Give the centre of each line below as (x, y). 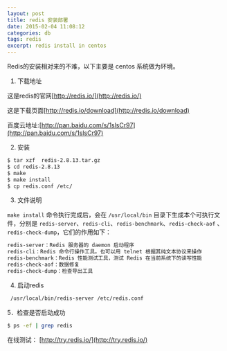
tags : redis (24, 39)
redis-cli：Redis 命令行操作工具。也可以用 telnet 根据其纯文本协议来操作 (105, 252)
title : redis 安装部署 (38, 20)
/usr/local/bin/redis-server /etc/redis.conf (77, 298)
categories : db (29, 33)
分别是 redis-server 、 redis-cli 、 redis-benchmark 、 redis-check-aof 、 (121, 224)
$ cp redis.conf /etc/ (40, 186)
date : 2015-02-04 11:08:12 (46, 26)
